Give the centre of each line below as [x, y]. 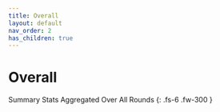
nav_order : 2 [30, 30]
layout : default [35, 23]
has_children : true [41, 38]
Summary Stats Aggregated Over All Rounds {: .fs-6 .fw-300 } [111, 100]
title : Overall [34, 16]
